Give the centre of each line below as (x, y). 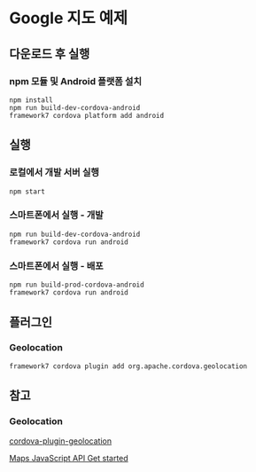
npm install (31, 100)
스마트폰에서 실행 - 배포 (56, 265)
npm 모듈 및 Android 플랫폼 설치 (75, 81)
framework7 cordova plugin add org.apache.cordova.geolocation (128, 366)
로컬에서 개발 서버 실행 (54, 172)
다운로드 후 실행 (50, 54)
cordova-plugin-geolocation (61, 441)
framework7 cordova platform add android (87, 115)
